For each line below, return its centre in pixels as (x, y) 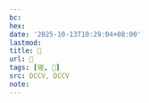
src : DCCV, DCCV (39, 76)
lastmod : (25, 43)
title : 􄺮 (25, 51)
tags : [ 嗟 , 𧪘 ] (35, 68)
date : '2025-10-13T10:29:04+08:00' (75, 34)
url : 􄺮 (21, 59)
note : (19, 84)
